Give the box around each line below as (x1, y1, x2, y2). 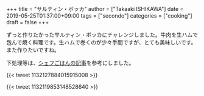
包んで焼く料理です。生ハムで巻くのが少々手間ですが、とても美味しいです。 (6, 39, 197, 46)
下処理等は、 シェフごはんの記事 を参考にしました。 (6, 60, 135, 66)
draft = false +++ (6, 19, 49, 26)
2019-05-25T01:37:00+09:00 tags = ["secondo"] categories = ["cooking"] (6, 12, 193, 19)
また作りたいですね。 (6, 46, 60, 53)
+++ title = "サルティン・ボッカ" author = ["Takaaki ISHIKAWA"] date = (6, 5, 184, 12)
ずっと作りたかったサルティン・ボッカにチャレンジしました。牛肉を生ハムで (6, 31, 199, 38)
